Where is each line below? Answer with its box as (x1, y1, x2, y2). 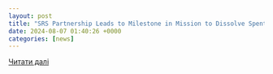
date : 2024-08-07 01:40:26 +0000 (8, 27, 122, 35)
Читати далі (8, 57, 50, 67)
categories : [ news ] (8, 34, 75, 43)
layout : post (8, 11, 53, 20)
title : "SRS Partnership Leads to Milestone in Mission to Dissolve (8, 20, 245, 28)
